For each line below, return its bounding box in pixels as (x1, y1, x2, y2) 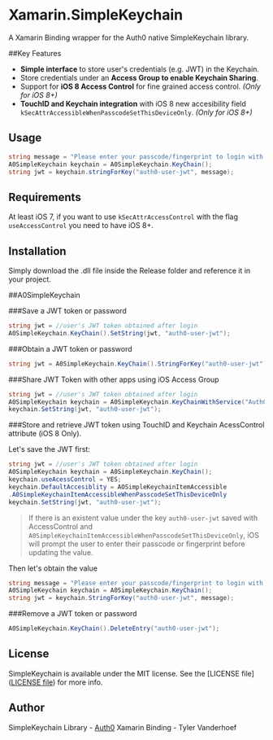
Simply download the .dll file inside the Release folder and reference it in (8, 266, 251, 275)
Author (8, 701, 45, 715)
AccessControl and (28, 521, 93, 531)
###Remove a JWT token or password (8, 609, 137, 619)
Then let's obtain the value (8, 563, 97, 573)
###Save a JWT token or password (8, 306, 128, 315)
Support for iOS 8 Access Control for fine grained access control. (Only (19, 81, 262, 91)
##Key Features (8, 48, 62, 58)
